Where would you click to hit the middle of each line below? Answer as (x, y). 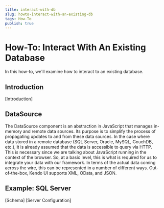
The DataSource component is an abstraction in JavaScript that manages (79, 126)
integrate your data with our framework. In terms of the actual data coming (80, 162)
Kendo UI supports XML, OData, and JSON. (73, 173)
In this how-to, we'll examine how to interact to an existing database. (74, 72)
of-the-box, (17, 173)
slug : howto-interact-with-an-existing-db (49, 14)
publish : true (20, 23)
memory (13, 131)
